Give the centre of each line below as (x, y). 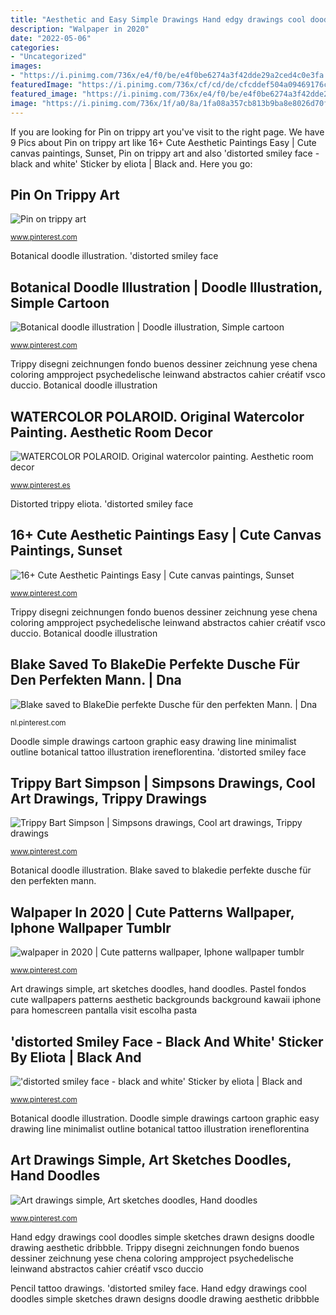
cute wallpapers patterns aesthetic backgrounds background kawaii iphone (166, 1000)
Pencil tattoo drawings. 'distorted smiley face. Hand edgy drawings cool (159, 1288)
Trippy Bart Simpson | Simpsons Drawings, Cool (163, 782)
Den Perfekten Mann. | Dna (96, 680)
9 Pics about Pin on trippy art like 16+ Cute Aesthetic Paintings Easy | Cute (163, 142)
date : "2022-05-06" (51, 38)
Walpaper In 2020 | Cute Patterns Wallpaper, (152, 912)
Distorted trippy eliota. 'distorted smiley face (102, 503)
